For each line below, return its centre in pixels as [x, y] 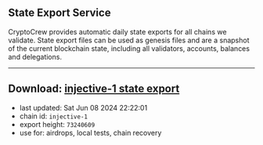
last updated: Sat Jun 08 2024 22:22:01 [83, 107]
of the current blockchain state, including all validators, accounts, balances [129, 48]
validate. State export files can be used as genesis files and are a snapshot [129, 40]
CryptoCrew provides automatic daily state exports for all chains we [117, 31]
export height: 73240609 [57, 124]
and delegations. [35, 56]
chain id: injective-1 [54, 116]
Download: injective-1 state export [94, 89]
